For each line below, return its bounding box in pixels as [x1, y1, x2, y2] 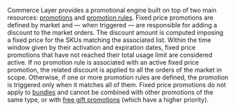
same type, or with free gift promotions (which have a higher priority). [7, 96, 209, 104]
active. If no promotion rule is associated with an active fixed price [7, 58, 199, 66]
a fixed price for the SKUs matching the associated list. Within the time [7, 36, 212, 44]
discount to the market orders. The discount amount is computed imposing [7, 28, 224, 37]
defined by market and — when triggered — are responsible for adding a [7, 21, 217, 29]
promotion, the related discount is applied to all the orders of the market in [7, 66, 222, 74]
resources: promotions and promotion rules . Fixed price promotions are [7, 13, 214, 22]
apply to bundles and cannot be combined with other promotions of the [7, 88, 214, 96]
